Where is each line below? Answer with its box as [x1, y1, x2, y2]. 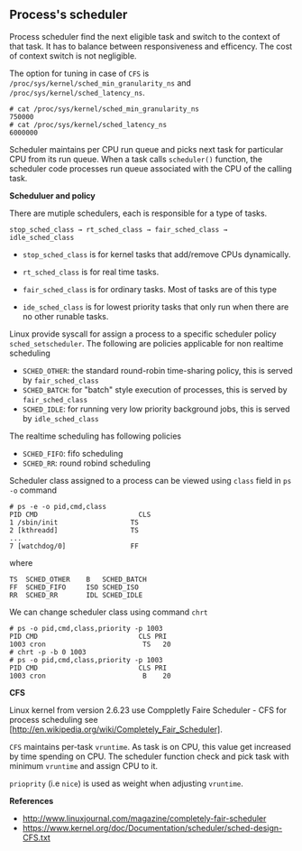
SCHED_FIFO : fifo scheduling [22, 448, 124, 458]
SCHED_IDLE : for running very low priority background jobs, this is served [22, 403, 290, 414]
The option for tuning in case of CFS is [9, 68, 150, 79]
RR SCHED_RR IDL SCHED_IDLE [9, 590, 143, 599]
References [9, 795, 54, 806]
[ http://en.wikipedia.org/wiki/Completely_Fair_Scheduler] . [9, 724, 224, 735]
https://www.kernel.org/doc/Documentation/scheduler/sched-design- [22, 822, 283, 833]
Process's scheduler [9, 7, 128, 23]
